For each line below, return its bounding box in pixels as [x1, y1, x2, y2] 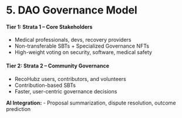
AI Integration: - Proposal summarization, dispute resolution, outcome [6, 99, 176, 106]
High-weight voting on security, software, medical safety [14, 49, 153, 56]
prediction [6, 105, 31, 112]
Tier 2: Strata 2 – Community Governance [6, 62, 110, 69]
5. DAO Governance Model [6, 4, 138, 17]
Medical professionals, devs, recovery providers [14, 36, 132, 43]
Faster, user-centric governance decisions [14, 87, 117, 95]
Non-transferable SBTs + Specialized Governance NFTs [14, 42, 150, 50]
